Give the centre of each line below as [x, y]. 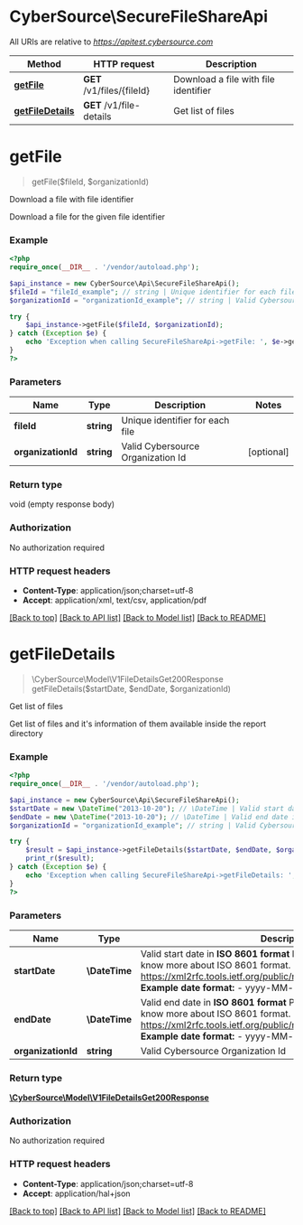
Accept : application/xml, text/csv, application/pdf [115, 600]
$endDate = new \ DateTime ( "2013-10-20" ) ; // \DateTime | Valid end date [149, 817]
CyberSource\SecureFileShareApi [139, 17]
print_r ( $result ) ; [60, 859]
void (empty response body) [62, 504]
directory [26, 733]
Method [44, 63]
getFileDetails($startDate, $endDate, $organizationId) [131, 688]
